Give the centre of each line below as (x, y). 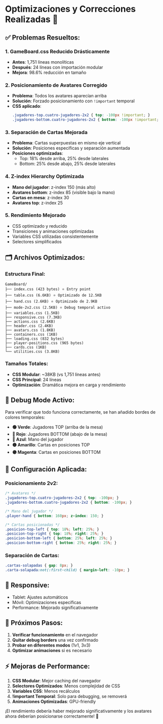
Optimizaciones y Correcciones (71, 9)
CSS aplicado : (27, 106)
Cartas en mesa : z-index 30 (41, 197)
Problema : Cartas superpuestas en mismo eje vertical (66, 143)
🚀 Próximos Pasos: (34, 623)
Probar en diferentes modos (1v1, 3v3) (51, 645)
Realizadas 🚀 (32, 19)
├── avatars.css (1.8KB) (30, 330)
